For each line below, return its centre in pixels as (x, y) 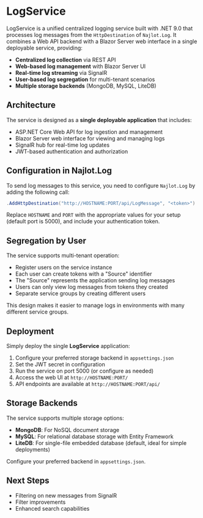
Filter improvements (40, 502)
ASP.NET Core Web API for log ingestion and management (89, 132)
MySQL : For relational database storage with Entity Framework (94, 436)
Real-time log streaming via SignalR (61, 72)
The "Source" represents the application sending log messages (95, 280)
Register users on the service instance (64, 268)
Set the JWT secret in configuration (60, 365)
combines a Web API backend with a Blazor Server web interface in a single (102, 41)
